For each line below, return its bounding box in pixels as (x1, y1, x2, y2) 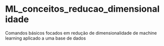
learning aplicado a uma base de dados (5, 35, 86, 41)
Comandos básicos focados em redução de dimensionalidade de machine (5, 30, 158, 36)
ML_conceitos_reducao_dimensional (5, 3, 160, 15)
